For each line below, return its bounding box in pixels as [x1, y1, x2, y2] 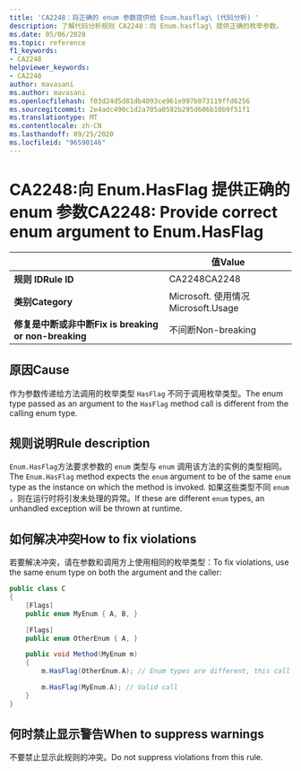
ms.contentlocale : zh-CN [9, 122, 102, 131]
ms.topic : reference [9, 38, 87, 48]
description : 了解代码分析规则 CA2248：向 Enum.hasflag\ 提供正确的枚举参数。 [9, 22, 284, 30]
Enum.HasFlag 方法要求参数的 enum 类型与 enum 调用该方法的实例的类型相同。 [9, 461, 287, 472]
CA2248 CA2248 [168, 273, 241, 285]
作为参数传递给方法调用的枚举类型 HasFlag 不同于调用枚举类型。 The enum [9, 387, 284, 399]
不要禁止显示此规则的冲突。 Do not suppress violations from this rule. [9, 752, 263, 763]
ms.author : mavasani [9, 88, 87, 97]
